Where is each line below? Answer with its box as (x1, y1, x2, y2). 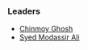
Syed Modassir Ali (19, 32, 80, 42)
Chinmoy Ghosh (19, 24, 73, 34)
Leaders (7, 6, 41, 17)
